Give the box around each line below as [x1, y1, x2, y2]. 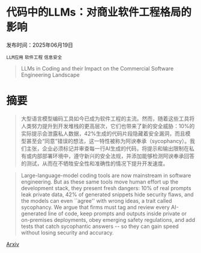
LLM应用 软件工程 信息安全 [6, 54, 62, 60]
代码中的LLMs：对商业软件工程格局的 [6, 5, 192, 19]
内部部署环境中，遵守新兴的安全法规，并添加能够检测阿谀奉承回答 [31, 152, 195, 159]
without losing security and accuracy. [20, 228, 114, 236]
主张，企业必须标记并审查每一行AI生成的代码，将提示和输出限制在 [26, 145, 190, 152]
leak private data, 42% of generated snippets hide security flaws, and [20, 191, 194, 198]
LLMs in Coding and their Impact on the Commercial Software [20, 65, 174, 72]
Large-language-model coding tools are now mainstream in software [20, 172, 191, 179]
